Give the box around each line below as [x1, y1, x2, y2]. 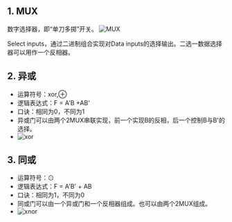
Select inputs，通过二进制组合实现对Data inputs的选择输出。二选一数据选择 [7, 39, 223, 48]
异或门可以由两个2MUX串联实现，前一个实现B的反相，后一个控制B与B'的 [17, 115, 225, 124]
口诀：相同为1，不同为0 [17, 191, 85, 199]
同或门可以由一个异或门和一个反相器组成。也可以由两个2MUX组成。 [17, 200, 211, 208]
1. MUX [7, 6, 38, 17]
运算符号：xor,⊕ [17, 90, 67, 98]
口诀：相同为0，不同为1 [17, 107, 85, 115]
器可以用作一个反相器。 [7, 48, 74, 56]
